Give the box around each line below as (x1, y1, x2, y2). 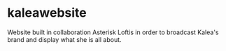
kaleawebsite (7, 5, 87, 21)
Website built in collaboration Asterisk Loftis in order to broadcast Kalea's (7, 28, 219, 36)
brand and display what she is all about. (7, 35, 122, 43)
